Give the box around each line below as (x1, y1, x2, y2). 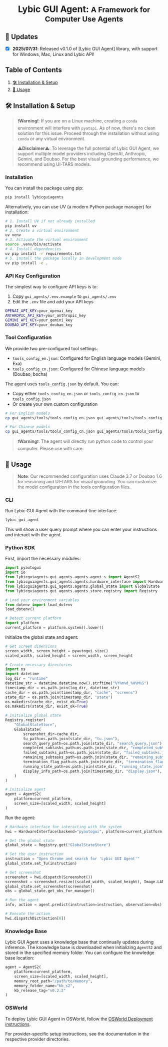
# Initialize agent (5, 787, 46, 792)
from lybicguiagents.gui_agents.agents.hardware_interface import (5, 579, 146, 584)
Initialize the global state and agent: (5, 634, 78, 640)
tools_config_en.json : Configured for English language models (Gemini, (12, 355, 161, 361)
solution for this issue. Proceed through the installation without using (17, 130, 159, 136)
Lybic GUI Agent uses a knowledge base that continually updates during (5, 939, 154, 945)
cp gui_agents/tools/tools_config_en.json (5, 415, 95, 420)
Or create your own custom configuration (12, 401, 98, 407)
